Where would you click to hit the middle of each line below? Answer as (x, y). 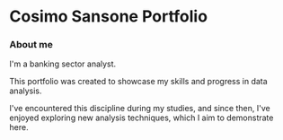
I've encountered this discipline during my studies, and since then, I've (140, 109)
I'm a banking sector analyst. (63, 64)
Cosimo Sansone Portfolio (109, 17)
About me (31, 45)
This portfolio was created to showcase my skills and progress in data (138, 82)
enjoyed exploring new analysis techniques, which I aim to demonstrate (141, 118)
